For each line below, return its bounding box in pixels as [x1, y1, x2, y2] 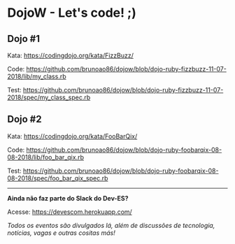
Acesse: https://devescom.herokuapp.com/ [7, 208, 133, 216]
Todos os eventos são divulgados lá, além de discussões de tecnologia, [7, 221, 215, 229]
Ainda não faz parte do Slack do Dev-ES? [7, 194, 129, 202]
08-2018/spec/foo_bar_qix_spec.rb [7, 173, 108, 182]
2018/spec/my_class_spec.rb [7, 93, 91, 101]
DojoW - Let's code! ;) [7, 5, 136, 21]
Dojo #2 [7, 113, 42, 125]
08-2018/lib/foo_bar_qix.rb [7, 152, 84, 162]
